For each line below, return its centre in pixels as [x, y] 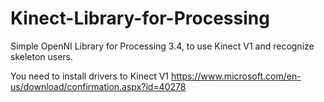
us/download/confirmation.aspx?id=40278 [98, 86]
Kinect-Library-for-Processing [140, 18]
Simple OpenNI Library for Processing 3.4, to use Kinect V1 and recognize [162, 46]
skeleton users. [42, 56]
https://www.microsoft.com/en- [236, 76]
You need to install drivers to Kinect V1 [90, 76]
